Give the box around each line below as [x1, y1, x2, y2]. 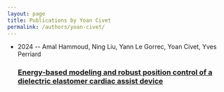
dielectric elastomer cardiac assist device [17, 77, 164, 86]
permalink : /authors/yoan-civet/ [7, 23, 105, 30]
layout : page [7, 10, 46, 18]
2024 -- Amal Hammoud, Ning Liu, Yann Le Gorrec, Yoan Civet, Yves [17, 43, 217, 51]
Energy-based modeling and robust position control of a [17, 67, 213, 77]
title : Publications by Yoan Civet [7, 17, 112, 24]
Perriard [17, 50, 41, 58]
